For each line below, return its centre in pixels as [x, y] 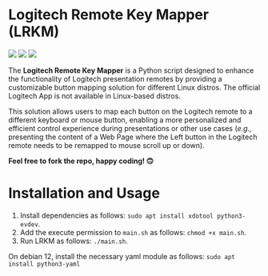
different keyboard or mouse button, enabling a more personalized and [125, 120]
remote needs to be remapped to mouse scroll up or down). [107, 145]
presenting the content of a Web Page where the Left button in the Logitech [133, 137]
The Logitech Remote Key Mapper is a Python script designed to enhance [131, 70]
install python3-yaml [44, 264]
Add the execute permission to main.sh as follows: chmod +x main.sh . [133, 232]
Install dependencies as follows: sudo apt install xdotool [116, 215]
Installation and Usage [84, 193]
